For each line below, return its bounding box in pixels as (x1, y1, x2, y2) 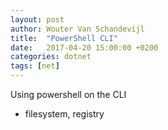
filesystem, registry (24, 108, 105, 120)
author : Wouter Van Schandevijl (10, 24, 145, 34)
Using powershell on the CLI (10, 89, 127, 100)
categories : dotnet (10, 52, 92, 62)
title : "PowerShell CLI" (10, 33, 118, 43)
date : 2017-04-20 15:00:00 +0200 (10, 42, 159, 53)
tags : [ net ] (10, 61, 60, 71)
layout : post (10, 14, 65, 25)
